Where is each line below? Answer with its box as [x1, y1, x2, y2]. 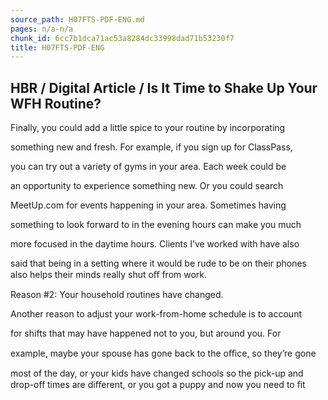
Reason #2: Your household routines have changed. [10, 289, 224, 301]
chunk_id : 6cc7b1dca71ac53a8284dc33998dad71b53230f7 [10, 33, 235, 43]
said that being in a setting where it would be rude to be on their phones [10, 257, 307, 270]
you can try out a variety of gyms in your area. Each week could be [10, 161, 287, 173]
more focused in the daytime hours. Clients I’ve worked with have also [10, 238, 300, 250]
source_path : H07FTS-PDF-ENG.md [10, 14, 145, 25]
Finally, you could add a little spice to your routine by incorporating [10, 122, 286, 134]
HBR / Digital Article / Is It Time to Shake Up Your [10, 79, 318, 96]
